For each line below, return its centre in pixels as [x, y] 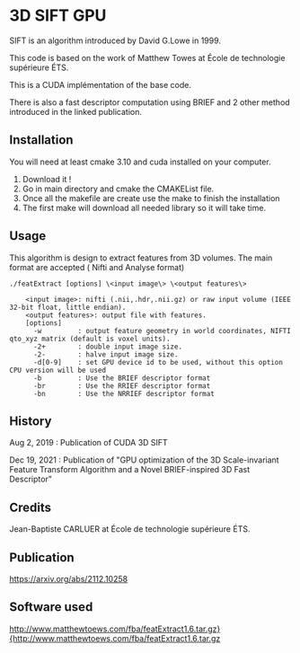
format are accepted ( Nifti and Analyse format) [97, 267]
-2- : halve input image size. [106, 354]
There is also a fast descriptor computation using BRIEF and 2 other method [150, 102]
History [31, 421]
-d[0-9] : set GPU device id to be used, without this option [158, 362]
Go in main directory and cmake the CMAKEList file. [118, 189]
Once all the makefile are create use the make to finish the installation [151, 198]
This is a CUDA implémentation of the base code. [100, 84]
